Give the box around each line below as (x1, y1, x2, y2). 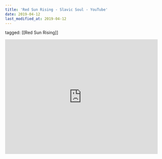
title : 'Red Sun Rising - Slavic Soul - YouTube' (5, 7, 108, 12)
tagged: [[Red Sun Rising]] (5, 30, 59, 36)
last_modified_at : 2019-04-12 (5, 16, 67, 21)
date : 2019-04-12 (5, 12, 40, 17)
